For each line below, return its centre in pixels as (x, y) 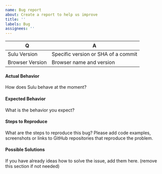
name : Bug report (23, 10)
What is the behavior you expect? (40, 110)
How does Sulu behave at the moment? (46, 87)
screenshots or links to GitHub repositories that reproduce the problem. (79, 138)
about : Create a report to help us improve (52, 15)
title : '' (16, 19)
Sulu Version (23, 54)
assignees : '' (20, 29)
